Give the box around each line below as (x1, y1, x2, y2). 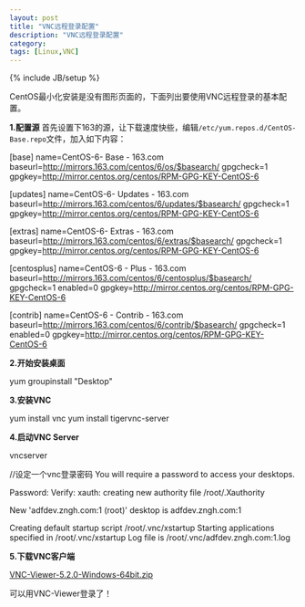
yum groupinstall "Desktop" (9, 376, 114, 387)
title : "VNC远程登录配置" (9, 22, 100, 31)
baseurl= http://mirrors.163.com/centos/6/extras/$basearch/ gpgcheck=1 (9, 235, 282, 246)
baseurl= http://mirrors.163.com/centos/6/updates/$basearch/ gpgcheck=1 (9, 198, 290, 210)
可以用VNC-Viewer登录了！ (9, 588, 112, 599)
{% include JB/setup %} (9, 72, 100, 83)
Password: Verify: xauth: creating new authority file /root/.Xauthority (9, 487, 266, 498)
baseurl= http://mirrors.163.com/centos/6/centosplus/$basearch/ (9, 273, 252, 284)
